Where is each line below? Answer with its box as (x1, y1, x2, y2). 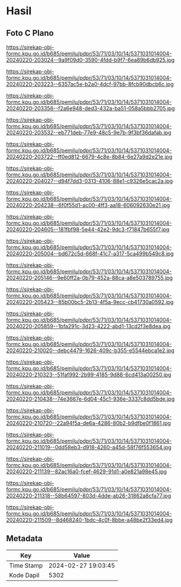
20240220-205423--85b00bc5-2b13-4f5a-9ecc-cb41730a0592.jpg (6, 299, 174, 305)
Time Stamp (9, 561, 43, 570)
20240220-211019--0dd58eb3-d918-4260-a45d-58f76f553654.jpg (6, 444, 172, 451)
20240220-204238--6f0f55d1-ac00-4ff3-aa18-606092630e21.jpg (6, 201, 170, 209)
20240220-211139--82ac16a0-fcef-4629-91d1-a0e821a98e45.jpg (6, 468, 167, 475)
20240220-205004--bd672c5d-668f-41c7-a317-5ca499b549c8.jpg (6, 250, 174, 257)
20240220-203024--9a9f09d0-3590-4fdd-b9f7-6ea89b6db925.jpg (6, 57, 175, 63)
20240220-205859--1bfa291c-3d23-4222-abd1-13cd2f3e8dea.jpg (6, 323, 171, 330)
